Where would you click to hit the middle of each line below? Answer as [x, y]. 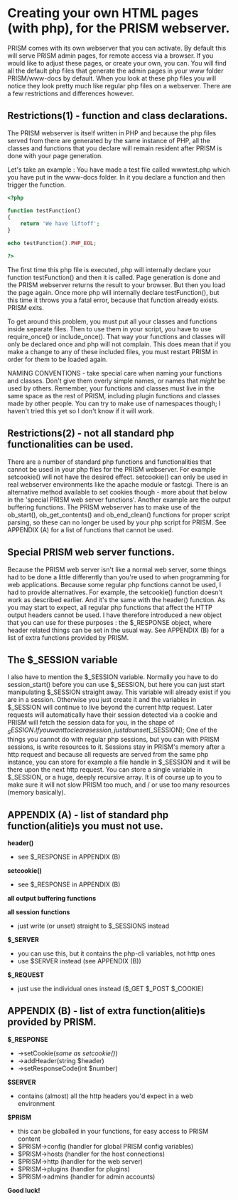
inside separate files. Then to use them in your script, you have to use [109, 329]
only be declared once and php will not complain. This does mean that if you [119, 344]
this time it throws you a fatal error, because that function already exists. [113, 300]
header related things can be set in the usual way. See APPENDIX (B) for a [116, 630]
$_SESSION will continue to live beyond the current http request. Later [110, 708]
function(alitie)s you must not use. [85, 826]
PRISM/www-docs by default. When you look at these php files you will [112, 78]
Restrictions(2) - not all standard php [91, 434]
